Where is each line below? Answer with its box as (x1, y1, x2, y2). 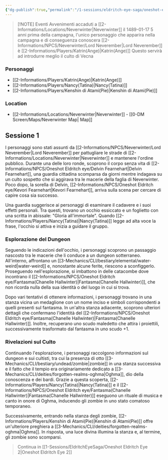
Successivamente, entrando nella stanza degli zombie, (5, 412, 117, 418)
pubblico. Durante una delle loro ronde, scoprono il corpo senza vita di (5, 161, 150, 167)
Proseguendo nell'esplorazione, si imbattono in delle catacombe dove (5, 268, 149, 274)
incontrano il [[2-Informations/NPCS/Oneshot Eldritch (5, 274, 115, 280)
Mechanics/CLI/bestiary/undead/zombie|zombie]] (5, 360, 108, 366)
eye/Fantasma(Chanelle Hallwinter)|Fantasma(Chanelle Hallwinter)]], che (5, 279, 155, 285)
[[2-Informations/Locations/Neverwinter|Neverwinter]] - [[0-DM (12, 111, 145, 118)
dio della (125, 371, 144, 377)
